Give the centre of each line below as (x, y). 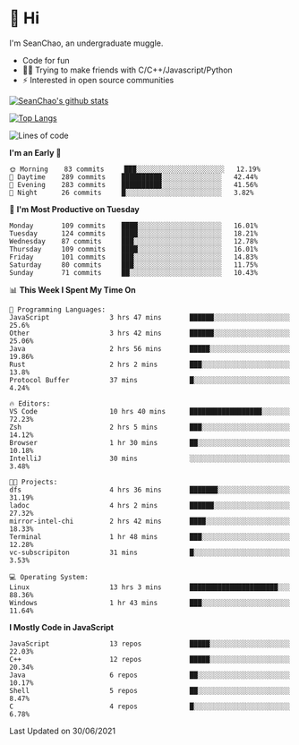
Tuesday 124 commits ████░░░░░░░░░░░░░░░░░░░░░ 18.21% (133, 233)
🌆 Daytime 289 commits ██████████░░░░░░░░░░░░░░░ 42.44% (133, 177)
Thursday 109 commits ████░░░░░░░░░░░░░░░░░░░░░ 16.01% (133, 249)
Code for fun (46, 60)
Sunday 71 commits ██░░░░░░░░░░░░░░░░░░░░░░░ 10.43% (133, 272)
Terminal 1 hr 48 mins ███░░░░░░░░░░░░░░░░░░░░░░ (150, 536)
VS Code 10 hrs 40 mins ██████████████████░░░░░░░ (150, 411)
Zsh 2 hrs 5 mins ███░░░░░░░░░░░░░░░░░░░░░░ (150, 427)
